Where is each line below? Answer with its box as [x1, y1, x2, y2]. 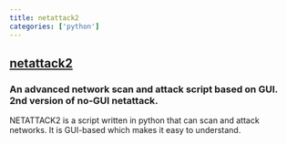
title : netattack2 [9, 13, 79, 23]
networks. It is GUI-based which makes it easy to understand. [9, 125, 241, 136]
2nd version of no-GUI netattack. [9, 94, 159, 107]
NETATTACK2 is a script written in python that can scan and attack [9, 115, 260, 126]
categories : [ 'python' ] [9, 22, 100, 31]
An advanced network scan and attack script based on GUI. [9, 83, 278, 96]
